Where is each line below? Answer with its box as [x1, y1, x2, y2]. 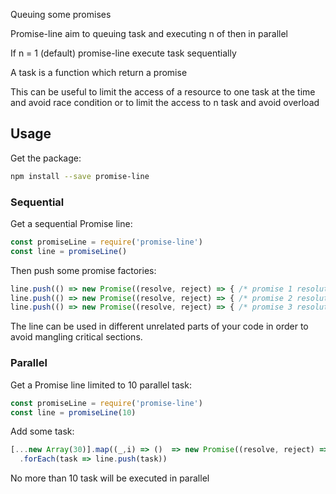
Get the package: [10, 152, 82, 164]
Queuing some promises [10, 9, 112, 20]
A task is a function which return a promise [10, 67, 188, 78]
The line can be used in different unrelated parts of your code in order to [10, 320, 309, 333]
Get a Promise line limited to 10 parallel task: [10, 379, 192, 391]
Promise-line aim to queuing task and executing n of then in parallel [10, 28, 289, 39]
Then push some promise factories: [10, 264, 157, 276]
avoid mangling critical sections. [10, 331, 143, 343]
